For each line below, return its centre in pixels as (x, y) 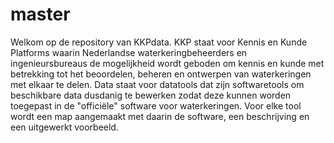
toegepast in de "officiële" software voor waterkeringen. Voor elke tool (156, 105)
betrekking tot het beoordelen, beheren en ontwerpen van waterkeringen (161, 74)
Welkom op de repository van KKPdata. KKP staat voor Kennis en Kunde (159, 42)
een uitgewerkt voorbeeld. (64, 127)
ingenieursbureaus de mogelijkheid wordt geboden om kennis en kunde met (167, 63)
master (40, 14)
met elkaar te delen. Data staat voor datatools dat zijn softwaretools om (157, 84)
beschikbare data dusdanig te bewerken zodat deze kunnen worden (151, 95)
